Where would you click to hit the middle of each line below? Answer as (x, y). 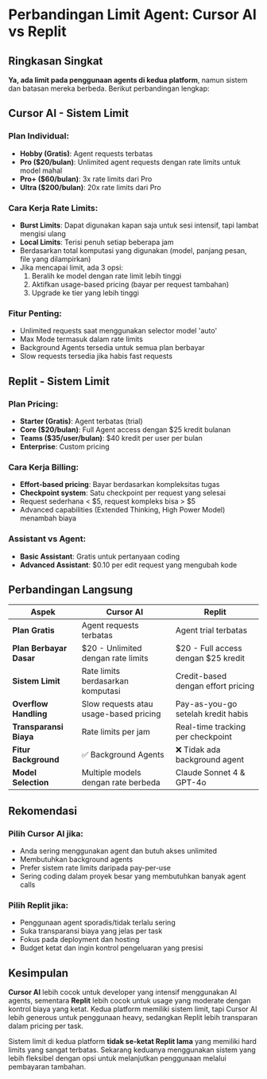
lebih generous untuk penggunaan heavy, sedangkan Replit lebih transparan (133, 1018)
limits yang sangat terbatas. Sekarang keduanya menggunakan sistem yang (132, 1050)
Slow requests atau (117, 704)
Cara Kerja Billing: (44, 467)
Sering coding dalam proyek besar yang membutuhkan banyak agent (133, 876)
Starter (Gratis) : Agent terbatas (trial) (81, 421)
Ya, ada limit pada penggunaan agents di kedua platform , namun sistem (128, 80)
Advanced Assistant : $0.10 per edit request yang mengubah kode (128, 565)
